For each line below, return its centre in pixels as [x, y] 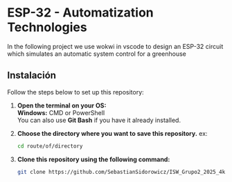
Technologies [47, 27]
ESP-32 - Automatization [80, 13]
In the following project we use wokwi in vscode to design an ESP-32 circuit [115, 46]
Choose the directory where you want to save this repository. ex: [112, 133]
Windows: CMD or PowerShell [61, 112]
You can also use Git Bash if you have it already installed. [99, 120]
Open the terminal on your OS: [62, 105]
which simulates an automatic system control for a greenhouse [97, 54]
